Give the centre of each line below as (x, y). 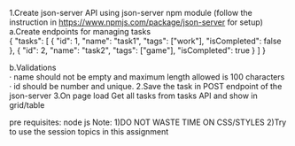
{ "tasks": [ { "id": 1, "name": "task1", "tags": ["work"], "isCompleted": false (145, 41)
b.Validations (33, 67)
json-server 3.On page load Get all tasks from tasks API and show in (134, 96)
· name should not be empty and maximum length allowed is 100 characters (147, 77)
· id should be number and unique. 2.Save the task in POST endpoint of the (146, 86)
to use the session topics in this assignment (89, 131)
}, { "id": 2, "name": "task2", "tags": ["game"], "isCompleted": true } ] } (137, 50)
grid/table (27, 105)
